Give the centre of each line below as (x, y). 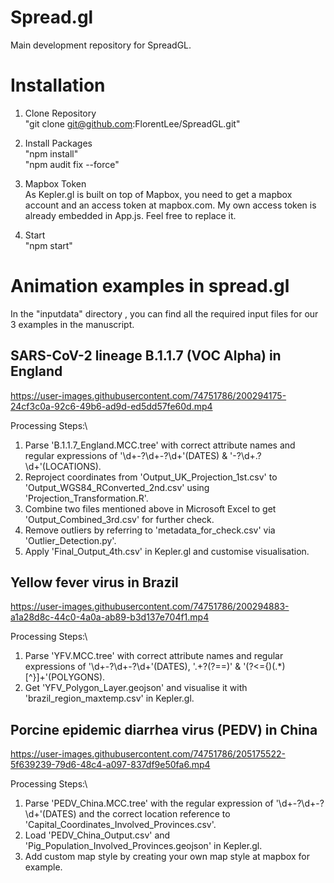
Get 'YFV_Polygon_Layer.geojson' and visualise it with (136, 688)
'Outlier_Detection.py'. (70, 540)
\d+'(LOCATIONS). (63, 466)
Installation (58, 85)
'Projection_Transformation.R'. (86, 498)
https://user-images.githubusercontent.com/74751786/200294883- (150, 607)
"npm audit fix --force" (72, 164)
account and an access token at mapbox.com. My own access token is (170, 205)
